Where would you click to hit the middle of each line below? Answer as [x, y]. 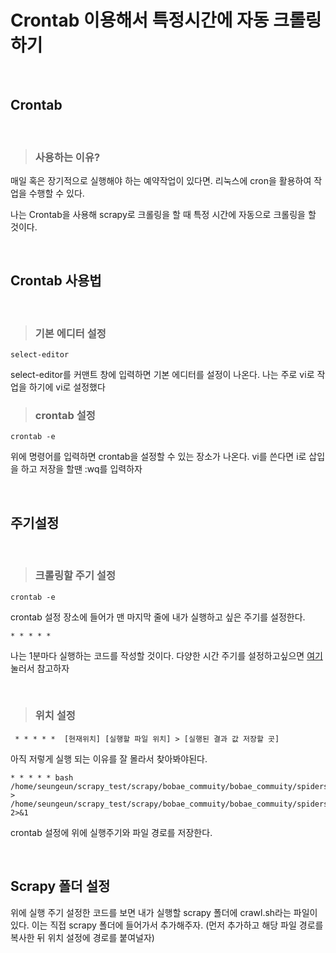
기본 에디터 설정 [70, 333]
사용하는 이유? [67, 157]
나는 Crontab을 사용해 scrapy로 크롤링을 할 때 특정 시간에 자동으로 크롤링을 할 [163, 215]
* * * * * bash [42, 777]
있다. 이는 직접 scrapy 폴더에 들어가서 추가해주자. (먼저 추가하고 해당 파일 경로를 [167, 925]
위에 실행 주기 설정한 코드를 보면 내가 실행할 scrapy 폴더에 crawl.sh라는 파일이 [164, 912]
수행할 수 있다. [56, 193]
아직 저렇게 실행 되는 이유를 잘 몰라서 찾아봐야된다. [109, 758]
